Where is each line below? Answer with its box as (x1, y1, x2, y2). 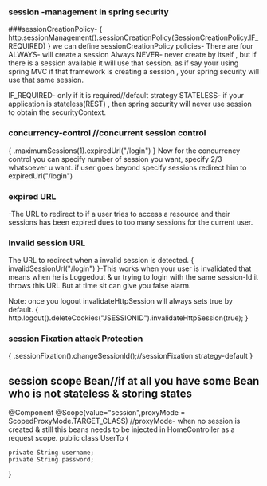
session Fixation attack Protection (8, 333, 143, 344)
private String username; (8, 449, 94, 457)
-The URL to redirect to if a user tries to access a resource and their (8, 209, 230, 218)
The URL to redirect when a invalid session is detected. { (8, 256, 194, 265)
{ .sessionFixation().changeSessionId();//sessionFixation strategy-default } (8, 351, 253, 361)
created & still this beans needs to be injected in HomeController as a (8, 425, 235, 434)
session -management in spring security (8, 6, 169, 18)
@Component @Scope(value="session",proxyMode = (8, 408, 186, 417)
